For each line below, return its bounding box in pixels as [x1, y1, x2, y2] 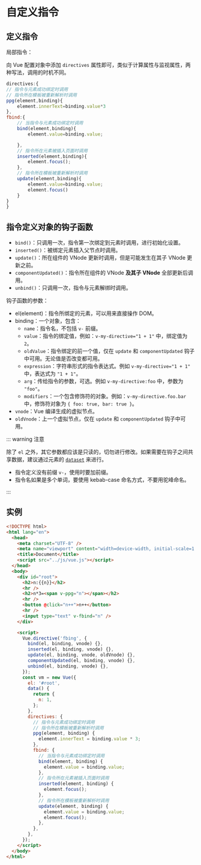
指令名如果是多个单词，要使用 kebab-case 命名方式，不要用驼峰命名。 [14, 476, 190, 484]
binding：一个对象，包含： [14, 317, 81, 325]
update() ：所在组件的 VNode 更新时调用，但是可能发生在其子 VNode [14, 254, 186, 261]
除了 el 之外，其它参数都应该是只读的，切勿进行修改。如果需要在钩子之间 [6, 448, 188, 455]
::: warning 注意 [6, 436, 45, 443]
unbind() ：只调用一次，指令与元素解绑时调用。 [14, 284, 132, 292]
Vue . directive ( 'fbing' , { [22, 635, 87, 642]
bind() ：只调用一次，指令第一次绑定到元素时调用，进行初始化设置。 [14, 239, 184, 246]
